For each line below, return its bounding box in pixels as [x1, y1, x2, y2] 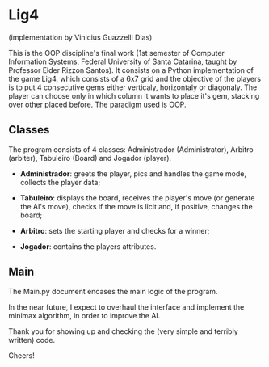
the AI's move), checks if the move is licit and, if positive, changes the [19, 201, 253, 211]
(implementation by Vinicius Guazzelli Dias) [8, 32, 153, 42]
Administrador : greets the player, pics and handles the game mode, [19, 168, 246, 179]
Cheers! [8, 350, 35, 361]
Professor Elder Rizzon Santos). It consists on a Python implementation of [8, 65, 254, 74]
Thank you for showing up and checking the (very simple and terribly [8, 326, 238, 336]
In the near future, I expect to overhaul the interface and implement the [8, 302, 245, 312]
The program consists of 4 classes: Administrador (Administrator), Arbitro [8, 144, 254, 154]
